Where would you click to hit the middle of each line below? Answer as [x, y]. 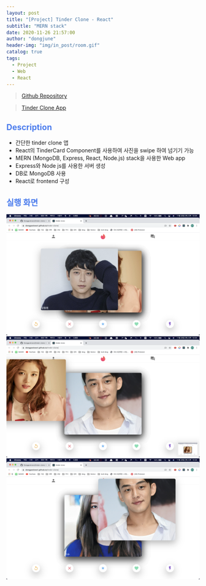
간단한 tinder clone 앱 [42, 143]
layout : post [23, 13]
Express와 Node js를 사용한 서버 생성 [60, 166]
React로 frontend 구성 [42, 181]
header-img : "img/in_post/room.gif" [53, 45]
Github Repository [44, 96]
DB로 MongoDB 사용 [40, 174]
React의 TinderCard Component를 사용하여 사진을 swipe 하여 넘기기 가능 [105, 150]
